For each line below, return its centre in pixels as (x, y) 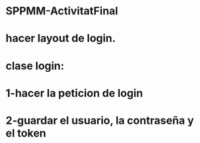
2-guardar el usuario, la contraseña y (100, 120)
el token (26, 133)
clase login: (35, 66)
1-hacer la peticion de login (74, 93)
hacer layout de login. (61, 39)
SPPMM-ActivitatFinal (62, 11)
